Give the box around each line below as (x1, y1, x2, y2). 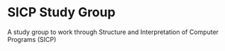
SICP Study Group (7, 4, 116, 21)
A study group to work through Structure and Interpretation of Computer (7, 28, 219, 36)
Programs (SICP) (7, 35, 57, 43)
